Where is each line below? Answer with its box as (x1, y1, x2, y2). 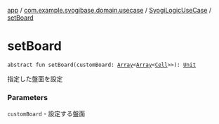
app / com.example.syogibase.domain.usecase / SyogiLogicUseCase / (7, 6, 212, 14)
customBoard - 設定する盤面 (7, 109, 86, 118)
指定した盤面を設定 (7, 74, 63, 83)
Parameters (7, 92, 48, 102)
